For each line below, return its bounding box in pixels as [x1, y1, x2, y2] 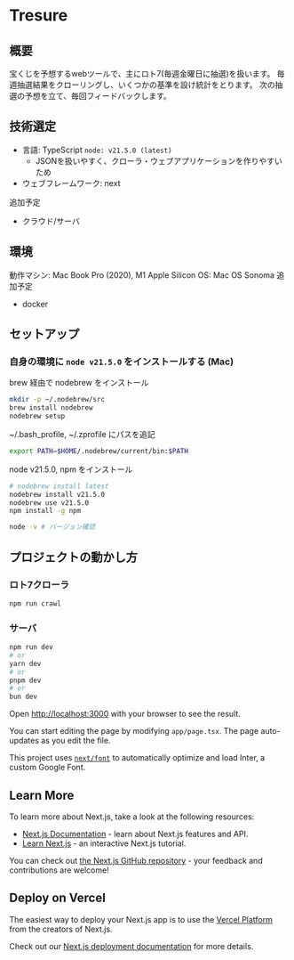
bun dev [9, 692, 38, 702]
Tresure [9, 5, 68, 26]
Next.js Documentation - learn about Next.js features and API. [21, 828, 249, 839]
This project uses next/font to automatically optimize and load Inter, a [9, 753, 266, 763]
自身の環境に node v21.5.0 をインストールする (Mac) [9, 355, 234, 368]
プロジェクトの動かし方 [9, 549, 138, 565]
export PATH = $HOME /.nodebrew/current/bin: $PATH [9, 446, 189, 455]
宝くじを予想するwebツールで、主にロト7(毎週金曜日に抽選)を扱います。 [9, 69, 275, 78]
